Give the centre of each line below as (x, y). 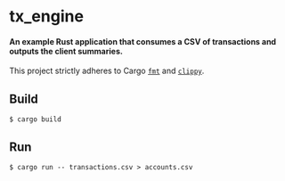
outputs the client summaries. (66, 51)
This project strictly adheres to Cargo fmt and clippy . (107, 71)
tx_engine (47, 16)
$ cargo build (36, 119)
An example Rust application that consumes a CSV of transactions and (143, 41)
